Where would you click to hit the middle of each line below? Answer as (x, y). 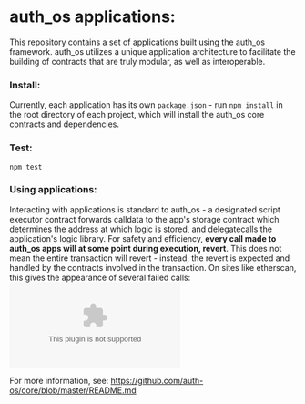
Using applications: (53, 190)
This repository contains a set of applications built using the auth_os (137, 42)
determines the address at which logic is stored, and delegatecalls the (141, 229)
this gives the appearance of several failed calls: (100, 277)
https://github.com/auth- (157, 380)
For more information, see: (59, 380)
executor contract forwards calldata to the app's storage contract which (144, 219)
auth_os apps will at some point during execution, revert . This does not (146, 248)
